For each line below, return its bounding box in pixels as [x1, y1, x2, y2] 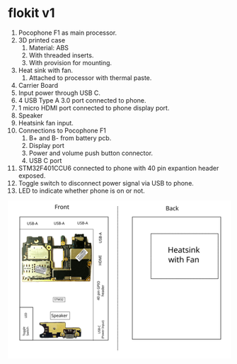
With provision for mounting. [28, 58, 112, 67]
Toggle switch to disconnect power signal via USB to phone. [18, 178, 194, 187]
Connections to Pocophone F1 [18, 126, 107, 135]
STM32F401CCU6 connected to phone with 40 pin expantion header [18, 164, 219, 172]
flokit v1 [8, 5, 55, 21]
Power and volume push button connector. [28, 149, 154, 157]
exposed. [18, 171, 46, 180]
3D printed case [18, 35, 66, 44]
